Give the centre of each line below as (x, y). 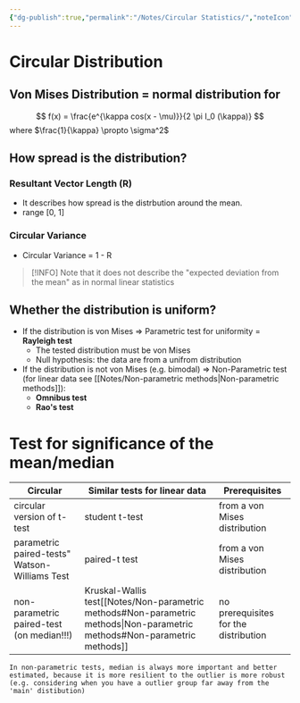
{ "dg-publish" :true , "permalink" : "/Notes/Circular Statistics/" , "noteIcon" (151, 17)
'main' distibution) (48, 691)
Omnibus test (61, 398)
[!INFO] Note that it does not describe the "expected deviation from (155, 272)
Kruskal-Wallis (116, 590)
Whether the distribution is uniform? (113, 310)
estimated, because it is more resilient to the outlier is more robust (147, 675)
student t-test (114, 517)
